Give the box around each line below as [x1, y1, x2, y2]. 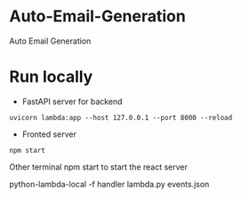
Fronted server [21, 129, 77, 139]
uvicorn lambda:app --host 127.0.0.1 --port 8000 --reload [9, 113, 233, 122]
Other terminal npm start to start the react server [9, 162, 189, 172]
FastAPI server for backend [21, 96, 123, 107]
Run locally [9, 67, 93, 87]
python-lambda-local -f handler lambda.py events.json [9, 178, 210, 189]
